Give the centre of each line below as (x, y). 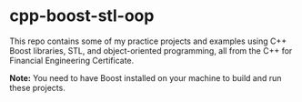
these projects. (37, 87)
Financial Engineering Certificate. (72, 60)
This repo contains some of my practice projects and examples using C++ (148, 41)
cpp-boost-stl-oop (82, 16)
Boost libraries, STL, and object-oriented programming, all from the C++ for (151, 50)
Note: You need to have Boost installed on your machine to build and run (146, 77)
